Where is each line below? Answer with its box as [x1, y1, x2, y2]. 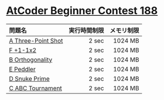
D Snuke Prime [9, 74, 50, 82]
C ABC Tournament [9, 84, 63, 92]
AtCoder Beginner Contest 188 [6, 4, 158, 18]
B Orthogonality [9, 56, 53, 64]
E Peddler [9, 65, 36, 73]
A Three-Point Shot [9, 36, 63, 44]
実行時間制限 [69, 26, 104, 35]
